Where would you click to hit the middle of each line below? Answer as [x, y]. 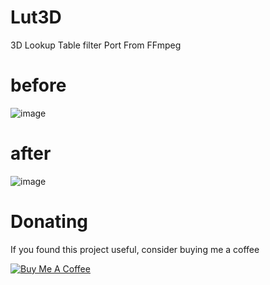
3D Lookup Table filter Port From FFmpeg [96, 45]
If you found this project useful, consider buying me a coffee [135, 249]
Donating [49, 222]
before [38, 85]
